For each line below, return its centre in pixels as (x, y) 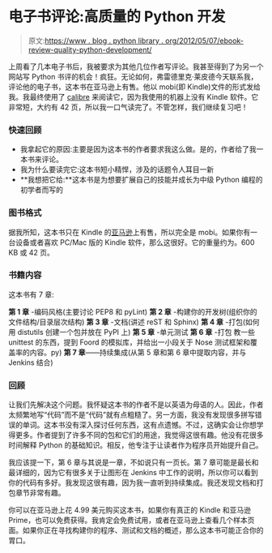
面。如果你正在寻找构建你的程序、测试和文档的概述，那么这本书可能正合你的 (136, 530)
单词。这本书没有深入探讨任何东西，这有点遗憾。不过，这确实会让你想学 (143, 425)
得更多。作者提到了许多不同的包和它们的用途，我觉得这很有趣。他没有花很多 (136, 435)
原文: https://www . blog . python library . (96, 41)
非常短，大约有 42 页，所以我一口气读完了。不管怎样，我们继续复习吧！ (128, 107)
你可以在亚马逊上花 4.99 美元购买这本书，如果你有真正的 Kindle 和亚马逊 (130, 510)
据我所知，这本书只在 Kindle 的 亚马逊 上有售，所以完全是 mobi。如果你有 (130, 232)
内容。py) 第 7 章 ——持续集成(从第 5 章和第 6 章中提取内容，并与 (138, 352)
